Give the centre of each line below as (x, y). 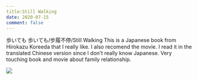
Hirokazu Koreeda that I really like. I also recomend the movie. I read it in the (99, 47)
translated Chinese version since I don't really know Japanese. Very (89, 53)
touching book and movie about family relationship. (69, 59)
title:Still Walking (32, 12)
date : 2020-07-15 (28, 17)
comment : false (25, 23)
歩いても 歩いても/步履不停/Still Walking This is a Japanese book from (91, 40)
